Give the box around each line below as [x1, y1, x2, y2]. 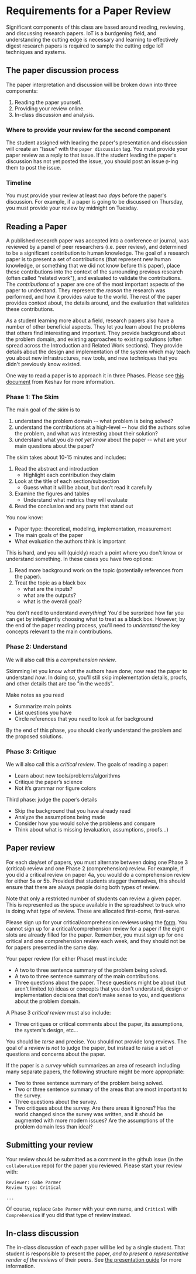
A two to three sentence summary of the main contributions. [14, 972, 160, 979]
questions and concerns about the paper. [6, 1050, 106, 1057]
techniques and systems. [6, 48, 67, 55]
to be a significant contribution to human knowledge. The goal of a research [6, 249, 190, 256]
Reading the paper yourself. [14, 99, 82, 106]
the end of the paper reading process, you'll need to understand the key [6, 622, 180, 629]
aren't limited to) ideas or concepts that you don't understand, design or [14, 985, 188, 992]
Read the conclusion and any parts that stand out [14, 503, 133, 510]
